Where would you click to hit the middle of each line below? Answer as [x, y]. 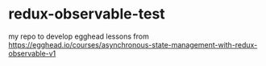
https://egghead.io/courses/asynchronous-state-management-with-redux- [133, 44]
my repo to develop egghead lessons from [79, 36]
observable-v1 [32, 53]
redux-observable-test [87, 14]
